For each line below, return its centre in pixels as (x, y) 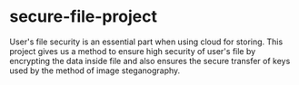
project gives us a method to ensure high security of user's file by (133, 51)
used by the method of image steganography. (95, 71)
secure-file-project (83, 17)
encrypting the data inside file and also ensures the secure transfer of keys (150, 61)
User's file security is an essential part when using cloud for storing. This (146, 42)
